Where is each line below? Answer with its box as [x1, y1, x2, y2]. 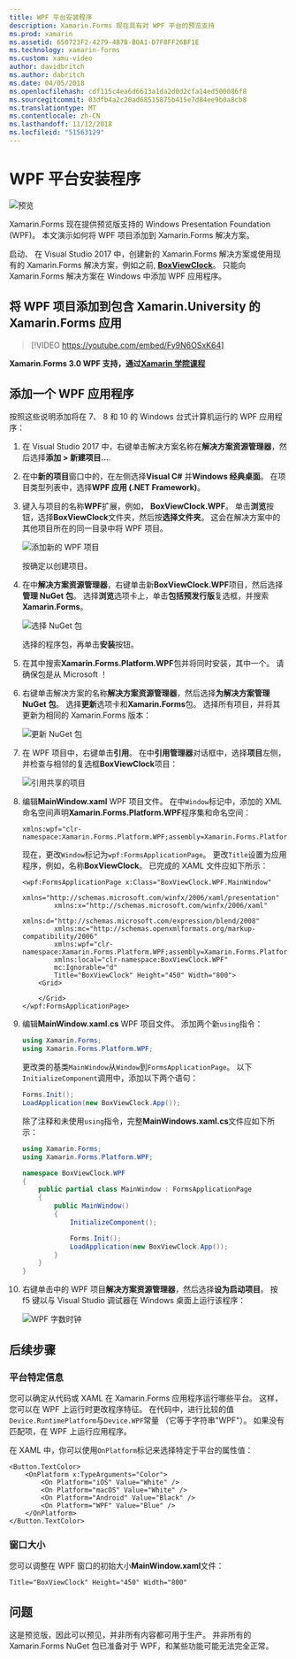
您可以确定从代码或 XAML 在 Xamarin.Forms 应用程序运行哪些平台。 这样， [9, 1393, 283, 1403]
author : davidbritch [9, 63, 86, 72]
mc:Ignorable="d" [54, 964, 118, 972]
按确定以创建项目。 [21, 561, 93, 572]
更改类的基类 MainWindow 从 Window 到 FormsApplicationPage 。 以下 [21, 1062, 253, 1072]
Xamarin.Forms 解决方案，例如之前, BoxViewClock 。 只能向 [26, 259, 246, 270]
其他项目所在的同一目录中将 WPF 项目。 [21, 523, 168, 534]
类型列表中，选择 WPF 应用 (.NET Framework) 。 [29, 482, 206, 493]
